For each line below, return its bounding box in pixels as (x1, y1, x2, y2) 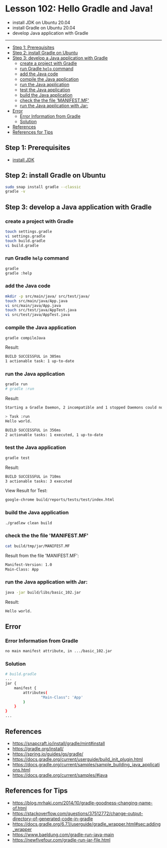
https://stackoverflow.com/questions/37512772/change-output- (12, 810, 143, 816)
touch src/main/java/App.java (5, 298, 68, 303)
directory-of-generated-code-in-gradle (12, 816, 93, 822)
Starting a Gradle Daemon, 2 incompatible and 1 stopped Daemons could (5, 405, 157, 410)
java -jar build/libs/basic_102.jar (5, 590, 81, 595)
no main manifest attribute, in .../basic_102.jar (5, 649, 112, 654)
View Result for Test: (5, 488, 48, 494)
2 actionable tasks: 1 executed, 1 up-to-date (5, 432, 103, 437)
